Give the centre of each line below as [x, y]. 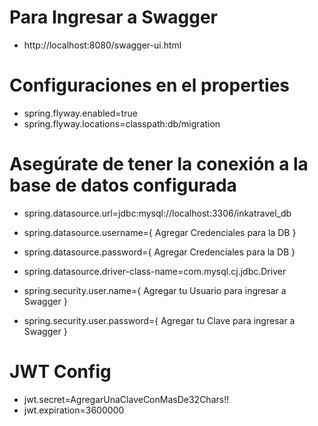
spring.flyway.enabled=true [80, 113]
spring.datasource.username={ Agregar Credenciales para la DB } [160, 232]
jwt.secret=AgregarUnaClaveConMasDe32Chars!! [126, 399]
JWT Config [60, 372]
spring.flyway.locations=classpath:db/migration [122, 123]
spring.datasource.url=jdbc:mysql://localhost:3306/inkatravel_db [157, 213]
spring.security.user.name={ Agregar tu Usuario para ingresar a [155, 290]
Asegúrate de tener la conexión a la [159, 164]
